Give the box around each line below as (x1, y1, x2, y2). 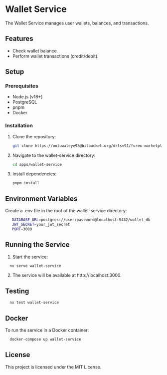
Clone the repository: (12, 133, 56, 139)
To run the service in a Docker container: (5, 327, 89, 333)
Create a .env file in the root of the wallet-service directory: (5, 208, 127, 214)
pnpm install (12, 181, 40, 186)
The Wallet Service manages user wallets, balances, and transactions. (5, 20, 149, 26)
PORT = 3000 (11, 226, 32, 232)
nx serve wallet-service (9, 263, 61, 268)
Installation (5, 122, 33, 129)
